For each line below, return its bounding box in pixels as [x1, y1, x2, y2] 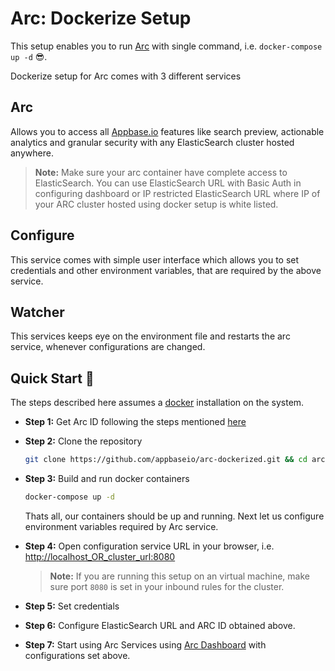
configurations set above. [24, 649, 131, 661]
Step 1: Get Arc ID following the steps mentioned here [24, 416, 247, 428]
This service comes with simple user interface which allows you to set [10, 253, 300, 266]
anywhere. [10, 147, 54, 159]
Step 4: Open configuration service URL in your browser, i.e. [24, 540, 275, 552]
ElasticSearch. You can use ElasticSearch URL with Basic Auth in [34, 177, 302, 189]
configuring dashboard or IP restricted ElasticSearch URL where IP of [34, 187, 321, 199]
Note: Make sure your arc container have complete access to [34, 166, 288, 178]
